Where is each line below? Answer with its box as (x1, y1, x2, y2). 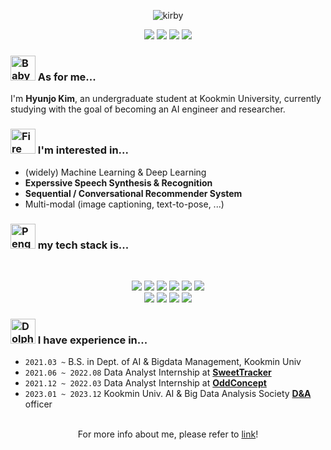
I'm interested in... (37, 143, 129, 157)
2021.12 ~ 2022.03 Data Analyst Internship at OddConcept (24, 377, 267, 389)
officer (24, 398, 53, 410)
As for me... (37, 70, 97, 84)
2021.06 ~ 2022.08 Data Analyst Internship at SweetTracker (24, 366, 272, 379)
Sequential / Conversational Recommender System (24, 187, 243, 199)
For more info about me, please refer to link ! (77, 428, 259, 440)
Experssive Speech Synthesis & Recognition (24, 176, 213, 189)
